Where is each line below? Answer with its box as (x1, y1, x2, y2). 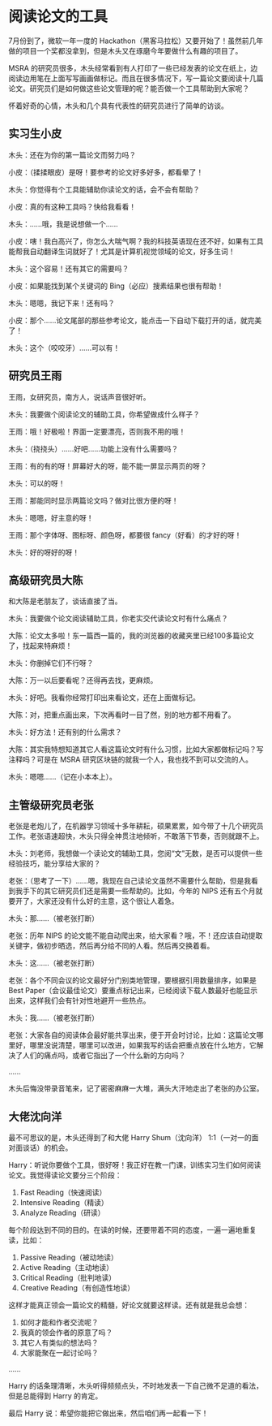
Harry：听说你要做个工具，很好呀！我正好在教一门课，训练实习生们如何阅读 (8, 1160, 261, 1169)
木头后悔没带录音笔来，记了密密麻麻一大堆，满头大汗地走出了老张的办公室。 (8, 1083, 264, 1093)
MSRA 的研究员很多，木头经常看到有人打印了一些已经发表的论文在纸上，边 (8, 63, 258, 73)
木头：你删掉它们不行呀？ (8, 659, 94, 668)
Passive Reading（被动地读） (19, 1252, 119, 1262)
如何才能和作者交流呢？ (19, 1317, 99, 1327)
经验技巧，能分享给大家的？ (8, 858, 101, 869)
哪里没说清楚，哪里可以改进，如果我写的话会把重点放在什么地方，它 (29, 1040, 257, 1050)
